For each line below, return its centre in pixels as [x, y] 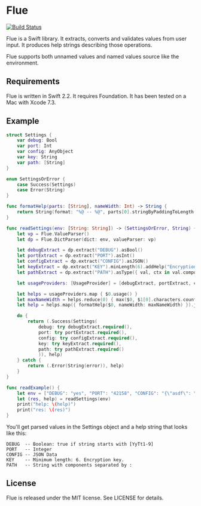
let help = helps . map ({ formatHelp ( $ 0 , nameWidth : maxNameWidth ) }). [106, 305]
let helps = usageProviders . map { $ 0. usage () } [77, 294]
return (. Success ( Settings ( [63, 321]
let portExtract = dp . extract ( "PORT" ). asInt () [76, 256]
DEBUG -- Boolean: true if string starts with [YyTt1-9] [80, 444]
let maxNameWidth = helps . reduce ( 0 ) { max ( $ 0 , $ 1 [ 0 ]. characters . [100, 299]
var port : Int [34, 146]
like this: [16, 433]
